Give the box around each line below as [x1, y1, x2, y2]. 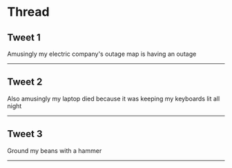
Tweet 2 [7, 76, 43, 88]
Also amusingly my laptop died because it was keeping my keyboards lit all [7, 94, 220, 103]
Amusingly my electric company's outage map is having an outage [7, 50, 197, 58]
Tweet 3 [7, 128, 43, 140]
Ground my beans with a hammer [7, 146, 102, 155]
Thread [7, 4, 50, 20]
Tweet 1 [7, 32, 41, 43]
